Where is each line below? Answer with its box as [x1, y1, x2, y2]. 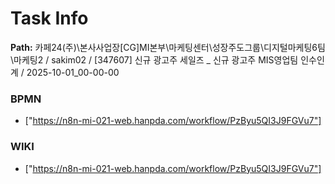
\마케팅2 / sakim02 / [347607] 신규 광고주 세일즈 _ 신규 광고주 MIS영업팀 [10, 53, 299, 66]
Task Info [10, 7, 89, 30]
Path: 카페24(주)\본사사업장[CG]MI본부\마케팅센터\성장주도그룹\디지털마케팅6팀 [10, 41, 326, 53]
